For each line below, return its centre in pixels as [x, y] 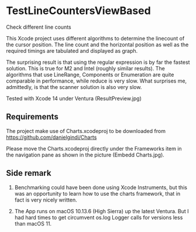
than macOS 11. [33, 223]
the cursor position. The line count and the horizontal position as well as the [97, 45]
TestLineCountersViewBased [78, 11]
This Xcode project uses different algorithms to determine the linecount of [95, 38]
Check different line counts [39, 27]
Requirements [32, 117]
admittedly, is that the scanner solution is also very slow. [74, 87]
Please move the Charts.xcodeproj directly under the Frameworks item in [94, 148]
